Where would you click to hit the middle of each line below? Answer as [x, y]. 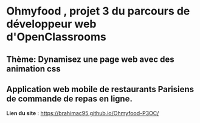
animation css [33, 69]
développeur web [51, 24]
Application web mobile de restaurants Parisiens [100, 89]
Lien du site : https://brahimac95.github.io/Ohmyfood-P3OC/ [83, 113]
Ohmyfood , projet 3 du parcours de [98, 11]
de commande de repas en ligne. [69, 98]
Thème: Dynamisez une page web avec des [90, 59]
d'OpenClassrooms [56, 37]
